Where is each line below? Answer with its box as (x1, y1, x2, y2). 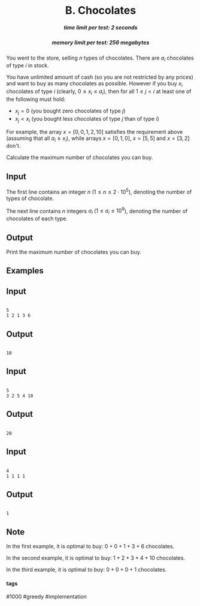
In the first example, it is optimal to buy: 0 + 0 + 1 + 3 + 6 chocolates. (6, 543, 175, 550)
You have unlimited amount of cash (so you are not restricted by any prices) (6, 73, 193, 81)
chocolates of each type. (6, 215, 68, 222)
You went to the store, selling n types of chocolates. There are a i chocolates (6, 54, 194, 63)
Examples (6, 265, 44, 276)
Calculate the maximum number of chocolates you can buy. (6, 154, 153, 161)
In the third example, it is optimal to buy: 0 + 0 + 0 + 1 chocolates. (6, 566, 167, 574)
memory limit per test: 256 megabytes (51, 39, 150, 46)
